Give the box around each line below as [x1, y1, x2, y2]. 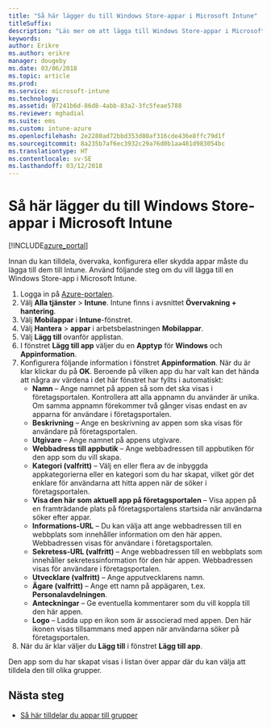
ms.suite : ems [8, 117, 56, 125]
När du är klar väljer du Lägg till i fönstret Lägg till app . [19, 642, 203, 651]
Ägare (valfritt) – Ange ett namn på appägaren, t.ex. [31, 581, 206, 591]
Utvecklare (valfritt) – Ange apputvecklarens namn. [31, 573, 205, 583]
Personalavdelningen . [31, 590, 107, 600]
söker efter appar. [31, 512, 92, 522]
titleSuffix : [8, 19, 52, 27]
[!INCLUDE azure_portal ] [8, 241, 89, 250]
